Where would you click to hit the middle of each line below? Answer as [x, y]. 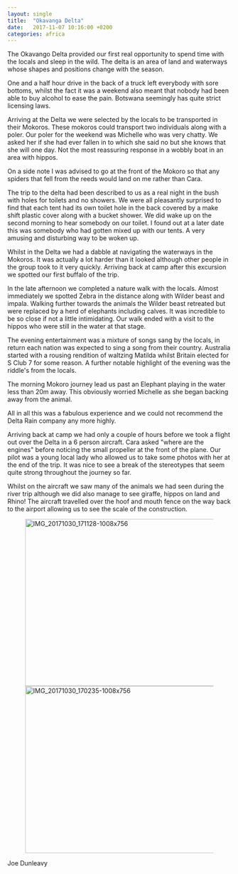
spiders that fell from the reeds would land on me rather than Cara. [105, 179]
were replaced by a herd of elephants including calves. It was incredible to [116, 312]
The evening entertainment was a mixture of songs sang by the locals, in [114, 340]
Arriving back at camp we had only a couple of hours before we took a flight [119, 435]
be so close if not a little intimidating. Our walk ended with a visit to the [111, 319]
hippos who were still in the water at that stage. [77, 327]
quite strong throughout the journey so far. [70, 473]
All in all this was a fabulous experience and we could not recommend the [115, 413]
